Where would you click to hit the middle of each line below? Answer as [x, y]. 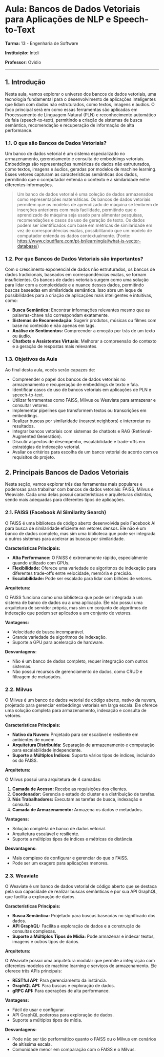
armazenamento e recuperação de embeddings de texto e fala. [75, 384]
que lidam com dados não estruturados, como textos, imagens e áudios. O [80, 104]
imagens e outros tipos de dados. [46, 942]
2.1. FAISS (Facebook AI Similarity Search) [56, 513]
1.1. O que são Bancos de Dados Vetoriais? [56, 143]
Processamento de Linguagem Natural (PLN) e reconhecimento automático [81, 115]
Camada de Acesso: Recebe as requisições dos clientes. [70, 789]
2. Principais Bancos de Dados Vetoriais [67, 473]
